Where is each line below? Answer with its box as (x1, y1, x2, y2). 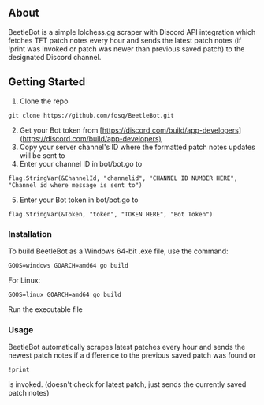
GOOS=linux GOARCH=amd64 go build (8, 291, 122, 298)
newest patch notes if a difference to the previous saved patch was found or (8, 351, 256, 360)
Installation (8, 228, 53, 239)
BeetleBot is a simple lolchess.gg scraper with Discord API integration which (8, 27, 256, 36)
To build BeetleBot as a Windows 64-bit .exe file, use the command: (8, 246, 229, 256)
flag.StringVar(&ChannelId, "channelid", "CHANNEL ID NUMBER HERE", (8, 174, 238, 182)
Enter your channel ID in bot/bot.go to (19, 159, 143, 168)
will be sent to (19, 150, 65, 160)
